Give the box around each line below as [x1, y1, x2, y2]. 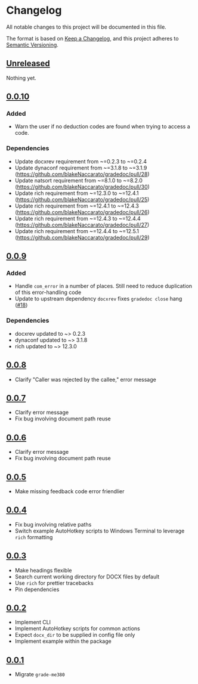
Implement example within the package [14, 637, 112, 645]
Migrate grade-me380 [14, 671, 65, 678]
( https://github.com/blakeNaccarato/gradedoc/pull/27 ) [14, 221, 150, 228]
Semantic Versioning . [6, 41, 58, 48]
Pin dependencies [14, 586, 60, 593]
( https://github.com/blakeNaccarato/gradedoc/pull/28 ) [14, 171, 150, 178]
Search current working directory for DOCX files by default [14, 573, 160, 580]
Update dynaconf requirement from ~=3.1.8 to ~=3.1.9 [14, 164, 147, 171]
